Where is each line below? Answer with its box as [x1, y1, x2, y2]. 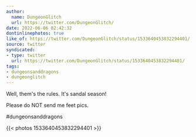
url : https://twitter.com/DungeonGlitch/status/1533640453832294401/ [11, 58, 185, 64]
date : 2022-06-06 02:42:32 [6, 25, 72, 31]
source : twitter [6, 42, 46, 48]
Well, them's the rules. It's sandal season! [6, 91, 107, 98]
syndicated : [6, 47, 35, 53]
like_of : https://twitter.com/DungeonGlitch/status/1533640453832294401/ [6, 36, 191, 42]
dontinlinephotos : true [6, 31, 65, 36]
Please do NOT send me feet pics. [6, 102, 89, 109]
